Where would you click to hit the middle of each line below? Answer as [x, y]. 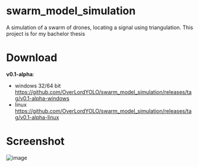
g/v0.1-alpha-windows [42, 98]
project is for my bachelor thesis [46, 33]
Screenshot [35, 141]
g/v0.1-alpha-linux [37, 117]
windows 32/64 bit [38, 86]
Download [32, 58]
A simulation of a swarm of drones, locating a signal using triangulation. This [100, 27]
